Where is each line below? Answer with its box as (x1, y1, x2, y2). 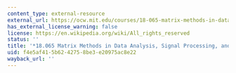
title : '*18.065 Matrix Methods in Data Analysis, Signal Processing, (7, 42, 218, 49)
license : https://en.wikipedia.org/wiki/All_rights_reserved (7, 29, 190, 37)
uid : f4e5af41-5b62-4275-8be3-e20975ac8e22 (7, 49, 137, 56)
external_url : (7, 17, 49, 24)
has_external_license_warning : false (7, 23, 118, 30)
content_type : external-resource (7, 10, 105, 17)
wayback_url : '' (7, 56, 55, 63)
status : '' (7, 36, 39, 43)
